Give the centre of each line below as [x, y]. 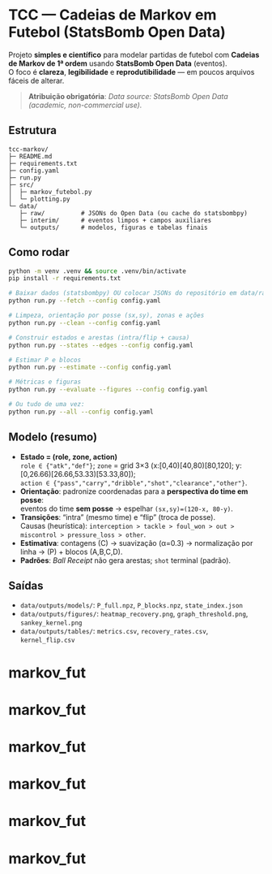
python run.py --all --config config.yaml [81, 412]
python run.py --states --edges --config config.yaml [101, 345]
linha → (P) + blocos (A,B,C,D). [71, 552]
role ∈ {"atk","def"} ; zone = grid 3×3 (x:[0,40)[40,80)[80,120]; [127, 465]
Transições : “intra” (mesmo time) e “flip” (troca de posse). [118, 517]
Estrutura [33, 130]
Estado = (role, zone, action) [68, 456]
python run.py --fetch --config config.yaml [85, 301]
